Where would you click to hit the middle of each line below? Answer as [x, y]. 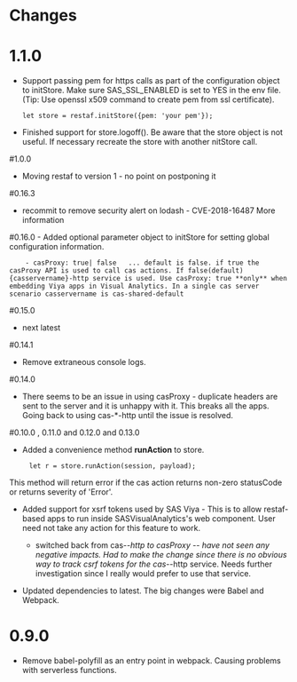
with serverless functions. [69, 670]
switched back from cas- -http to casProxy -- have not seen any [152, 545]
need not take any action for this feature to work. [111, 528]
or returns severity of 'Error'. [61, 492]
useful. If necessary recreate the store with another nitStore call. [140, 142]
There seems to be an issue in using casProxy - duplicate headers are [150, 397]
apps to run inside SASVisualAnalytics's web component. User [162, 519]
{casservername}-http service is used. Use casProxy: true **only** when [148, 279]
